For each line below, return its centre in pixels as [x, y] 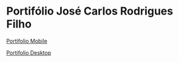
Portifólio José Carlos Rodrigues [90, 11]
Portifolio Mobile [27, 41]
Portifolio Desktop [29, 52]
